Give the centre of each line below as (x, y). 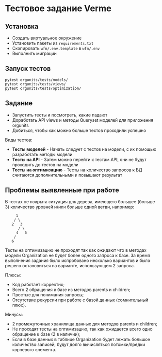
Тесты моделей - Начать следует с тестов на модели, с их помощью (84, 149)
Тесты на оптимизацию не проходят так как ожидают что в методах (76, 250)
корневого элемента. (34, 350)
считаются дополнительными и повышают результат (67, 175)
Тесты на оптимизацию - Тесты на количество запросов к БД (77, 170)
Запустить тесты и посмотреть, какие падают (60, 115)
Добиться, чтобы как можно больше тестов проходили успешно (79, 130)
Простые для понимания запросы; (48, 295)
